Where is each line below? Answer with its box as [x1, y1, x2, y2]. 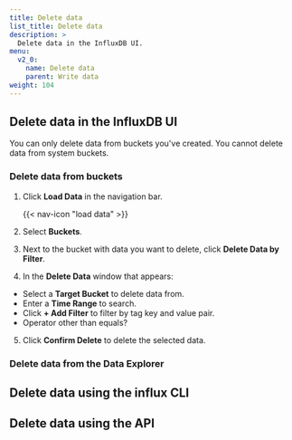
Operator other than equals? [22, 317, 128, 328]
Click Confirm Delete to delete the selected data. [22, 334, 206, 345]
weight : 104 [9, 81, 54, 90]
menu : [9, 47, 30, 56]
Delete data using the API [9, 416, 155, 431]
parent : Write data [25, 72, 99, 81]
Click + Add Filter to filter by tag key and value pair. [22, 307, 215, 318]
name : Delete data [25, 64, 95, 73]
